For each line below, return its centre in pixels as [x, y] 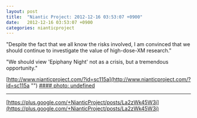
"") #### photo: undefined [63, 86]
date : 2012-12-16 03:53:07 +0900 [50, 22]
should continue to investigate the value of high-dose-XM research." [89, 51]
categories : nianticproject [40, 28]
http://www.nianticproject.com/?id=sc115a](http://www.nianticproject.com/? [99, 79]
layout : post [22, 11]
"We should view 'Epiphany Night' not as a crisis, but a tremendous [87, 62]
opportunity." [22, 68]
